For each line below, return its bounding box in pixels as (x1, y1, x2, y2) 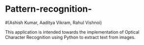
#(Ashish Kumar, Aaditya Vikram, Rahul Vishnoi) (5, 20, 102, 25)
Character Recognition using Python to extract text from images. (5, 34, 136, 40)
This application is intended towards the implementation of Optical (5, 29, 140, 35)
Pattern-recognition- (5, 3, 92, 15)
